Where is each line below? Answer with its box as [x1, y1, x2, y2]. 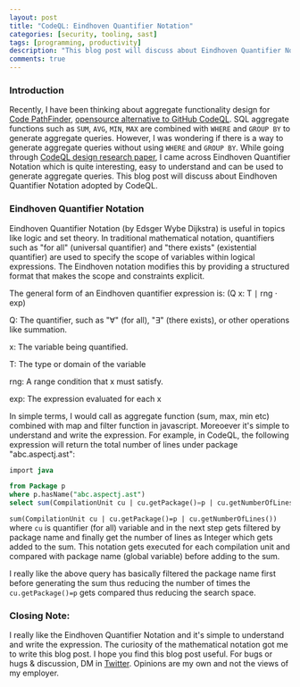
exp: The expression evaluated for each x [9, 393, 162, 404]
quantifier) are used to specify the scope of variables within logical [9, 251, 255, 262]
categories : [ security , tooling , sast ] [9, 29, 158, 38]
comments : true [9, 54, 66, 63]
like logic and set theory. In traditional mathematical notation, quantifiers [9, 232, 275, 243]
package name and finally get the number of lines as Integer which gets [9, 532, 274, 543]
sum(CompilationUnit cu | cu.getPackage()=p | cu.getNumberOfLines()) [9, 515, 278, 524]
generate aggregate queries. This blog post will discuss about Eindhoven [9, 171, 278, 181]
